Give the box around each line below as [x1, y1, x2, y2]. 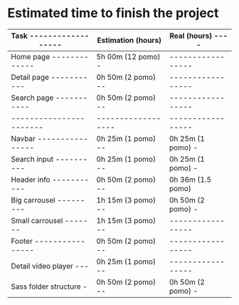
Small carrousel [11, 215, 63, 225]
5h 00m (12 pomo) [96, 51, 161, 61]
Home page [11, 51, 51, 61]
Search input [11, 154, 54, 164]
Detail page [11, 72, 50, 82]
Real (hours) [169, 31, 213, 41]
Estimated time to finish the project [7, 5, 219, 21]
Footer [11, 236, 33, 246]
